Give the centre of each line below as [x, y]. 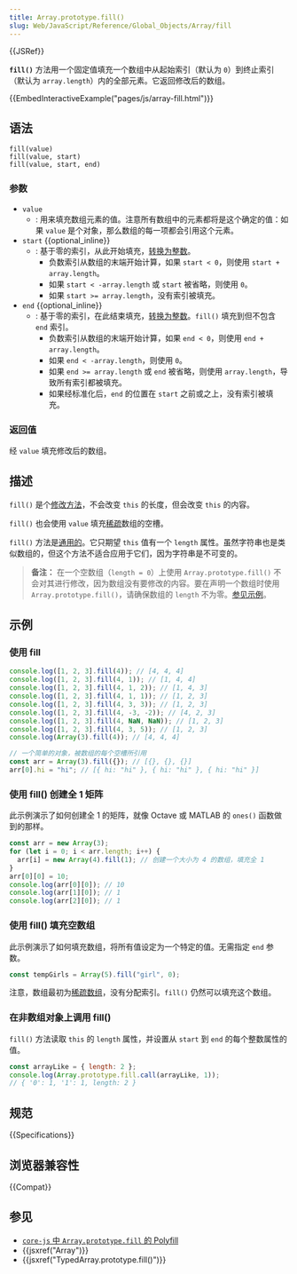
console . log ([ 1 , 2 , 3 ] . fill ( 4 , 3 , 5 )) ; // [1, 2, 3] [109, 729]
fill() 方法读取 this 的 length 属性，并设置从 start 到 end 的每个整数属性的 [148, 1039]
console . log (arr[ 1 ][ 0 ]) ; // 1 [65, 893]
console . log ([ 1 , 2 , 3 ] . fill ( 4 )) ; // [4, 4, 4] [97, 671]
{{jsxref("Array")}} [55, 1250]
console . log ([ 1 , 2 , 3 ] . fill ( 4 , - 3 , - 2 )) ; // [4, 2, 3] [113, 712]
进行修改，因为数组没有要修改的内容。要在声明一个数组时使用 [167, 583]
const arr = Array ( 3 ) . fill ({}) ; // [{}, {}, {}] [101, 762]
